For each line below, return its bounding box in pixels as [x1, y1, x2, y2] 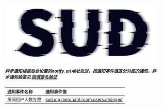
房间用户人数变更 [7, 96, 41, 103]
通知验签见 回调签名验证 [9, 74, 57, 80]
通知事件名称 [7, 89, 33, 94]
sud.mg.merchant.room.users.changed [45, 96, 123, 102]
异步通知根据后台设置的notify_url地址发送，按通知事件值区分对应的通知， [5, 68, 152, 74]
